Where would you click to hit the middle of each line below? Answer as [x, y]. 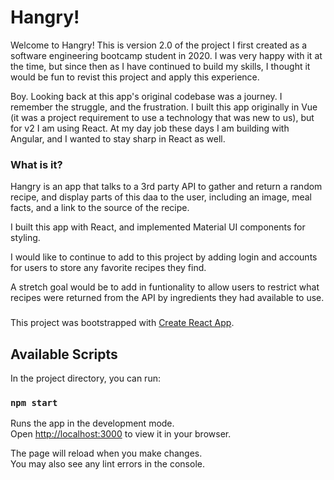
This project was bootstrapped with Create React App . [122, 323]
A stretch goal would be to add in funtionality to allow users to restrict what [165, 287]
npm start [34, 402]
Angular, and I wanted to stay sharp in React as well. [118, 138]
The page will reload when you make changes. [106, 453]
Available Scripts [64, 354]
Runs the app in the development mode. [92, 423]
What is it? [36, 164]
